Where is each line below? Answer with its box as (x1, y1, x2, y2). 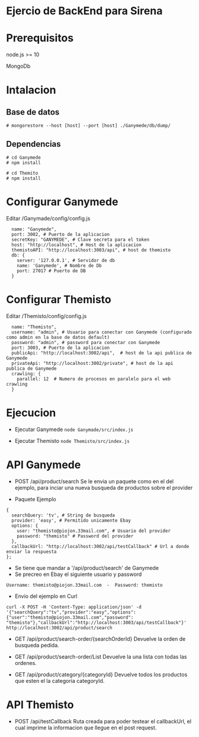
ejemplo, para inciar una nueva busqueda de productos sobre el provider (14, 484, 193, 491)
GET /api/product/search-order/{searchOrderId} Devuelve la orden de (14, 635, 186, 642)
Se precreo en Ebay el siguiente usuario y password (14, 571, 142, 578)
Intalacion (6, 83, 56, 97)
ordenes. (14, 659, 37, 666)
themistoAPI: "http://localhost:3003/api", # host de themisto (11, 247, 171, 253)
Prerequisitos (6, 32, 74, 45)
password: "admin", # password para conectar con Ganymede (11, 339, 161, 345)
